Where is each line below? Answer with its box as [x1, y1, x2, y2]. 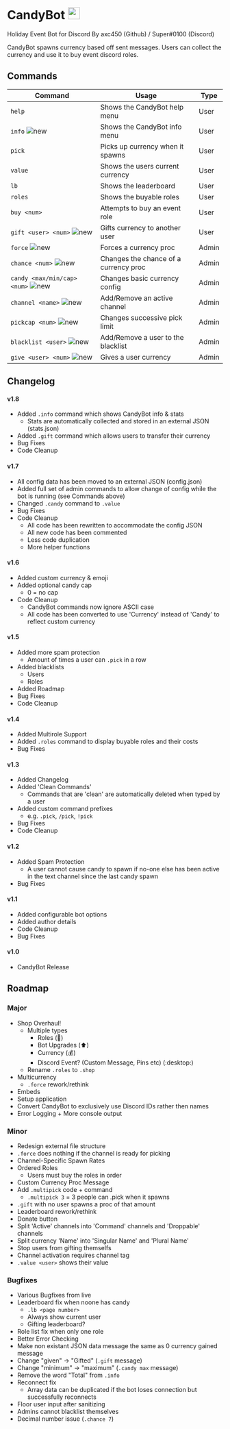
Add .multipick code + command [16, 1185, 113, 1193]
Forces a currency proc [100, 243, 176, 252]
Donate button [16, 1215, 58, 1223]
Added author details [16, 917, 77, 925]
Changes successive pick [100, 312, 183, 322]
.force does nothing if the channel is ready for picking [16, 1149, 171, 1157]
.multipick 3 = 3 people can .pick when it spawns [27, 1193, 170, 1201]
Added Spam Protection [16, 857, 85, 866]
